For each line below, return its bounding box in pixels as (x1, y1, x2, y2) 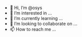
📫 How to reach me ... (9, 26, 56, 32)
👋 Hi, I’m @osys (9, 5, 42, 10)
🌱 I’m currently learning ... (9, 15, 63, 21)
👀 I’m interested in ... (9, 10, 52, 16)
